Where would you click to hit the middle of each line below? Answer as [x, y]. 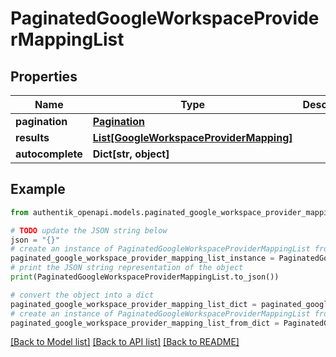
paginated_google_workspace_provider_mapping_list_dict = [133, 304]
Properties [44, 76]
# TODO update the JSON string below [89, 230]
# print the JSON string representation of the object [127, 268]
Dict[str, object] [131, 154]
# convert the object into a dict [82, 295]
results [32, 137]
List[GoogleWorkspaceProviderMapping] [192, 137]
